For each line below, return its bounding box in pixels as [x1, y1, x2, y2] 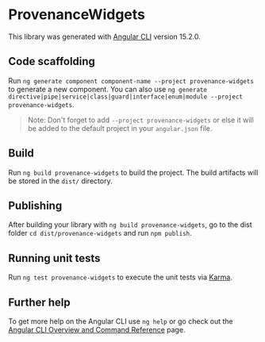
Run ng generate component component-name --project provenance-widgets [8, 75, 254, 85]
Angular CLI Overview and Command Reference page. [8, 325, 186, 334]
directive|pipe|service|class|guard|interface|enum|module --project [8, 93, 244, 101]
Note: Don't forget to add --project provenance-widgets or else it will [27, 115, 254, 125]
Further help [8, 295, 71, 309]
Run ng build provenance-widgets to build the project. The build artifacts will [8, 167, 259, 177]
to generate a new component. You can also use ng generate [8, 84, 208, 94]
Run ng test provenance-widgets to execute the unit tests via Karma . [8, 272, 232, 282]
